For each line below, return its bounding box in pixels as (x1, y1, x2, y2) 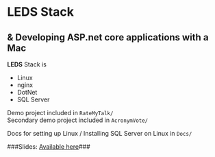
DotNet (16, 88, 38, 96)
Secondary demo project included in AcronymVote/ (7, 116, 149, 124)
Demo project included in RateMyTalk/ (7, 109, 114, 117)
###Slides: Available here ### (7, 143, 90, 151)
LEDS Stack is (7, 60, 47, 69)
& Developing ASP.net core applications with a (7, 32, 209, 43)
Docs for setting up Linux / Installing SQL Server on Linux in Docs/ (7, 130, 192, 137)
